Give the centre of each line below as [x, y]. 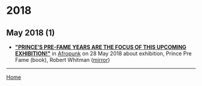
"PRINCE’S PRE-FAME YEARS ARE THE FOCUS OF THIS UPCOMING [100, 47]
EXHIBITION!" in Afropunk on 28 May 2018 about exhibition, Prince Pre [103, 54]
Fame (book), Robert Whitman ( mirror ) [62, 60]
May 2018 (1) [31, 33]
